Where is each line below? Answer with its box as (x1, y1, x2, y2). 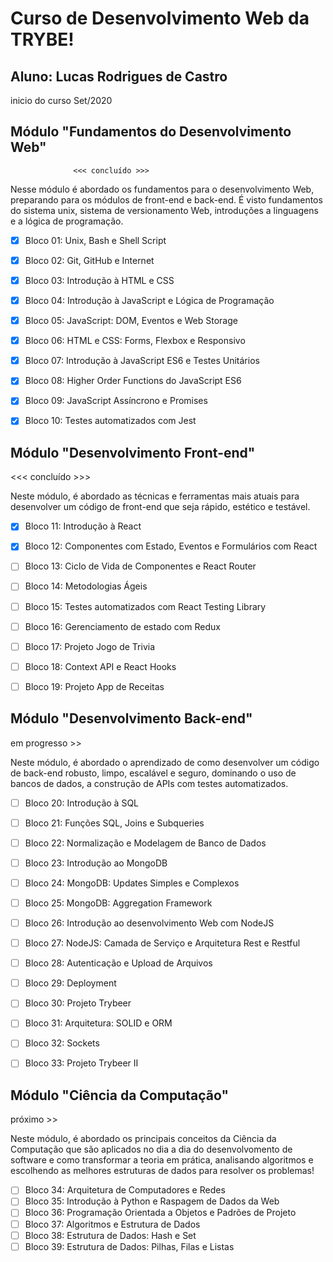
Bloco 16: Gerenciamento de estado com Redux (24, 620, 221, 632)
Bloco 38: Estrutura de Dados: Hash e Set (24, 1229, 197, 1241)
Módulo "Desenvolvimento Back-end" (10, 710, 253, 727)
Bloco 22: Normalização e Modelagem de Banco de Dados (24, 837, 267, 849)
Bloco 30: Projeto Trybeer (24, 997, 132, 1009)
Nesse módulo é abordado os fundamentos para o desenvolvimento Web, (10, 183, 315, 195)
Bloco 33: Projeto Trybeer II (24, 1057, 139, 1069)
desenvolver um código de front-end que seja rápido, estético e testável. (10, 501, 311, 513)
